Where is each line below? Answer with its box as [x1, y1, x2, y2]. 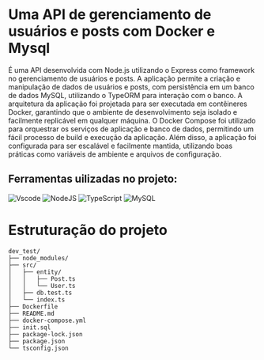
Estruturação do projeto [8, 221, 168, 239]
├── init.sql [8, 323, 51, 332]
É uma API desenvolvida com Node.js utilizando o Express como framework [8, 65, 255, 74]
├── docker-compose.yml [8, 316, 87, 324]
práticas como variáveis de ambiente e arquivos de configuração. [8, 149, 222, 159]
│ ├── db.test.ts [8, 289, 73, 297]
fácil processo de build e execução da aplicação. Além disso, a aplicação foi [8, 132, 257, 142]
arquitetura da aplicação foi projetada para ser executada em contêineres [8, 99, 247, 108]
